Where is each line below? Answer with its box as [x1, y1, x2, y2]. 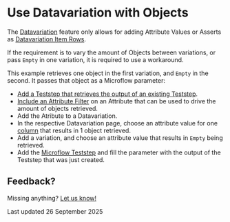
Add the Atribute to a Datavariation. [17, 112, 118, 120]
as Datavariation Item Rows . [7, 34, 86, 43]
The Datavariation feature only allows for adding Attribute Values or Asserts [7, 28, 222, 36]
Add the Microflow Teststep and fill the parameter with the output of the [17, 148, 222, 157]
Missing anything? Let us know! [7, 194, 96, 202]
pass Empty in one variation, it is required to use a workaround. [7, 55, 184, 63]
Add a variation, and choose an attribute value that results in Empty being [17, 133, 223, 142]
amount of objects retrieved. [17, 104, 98, 112]
